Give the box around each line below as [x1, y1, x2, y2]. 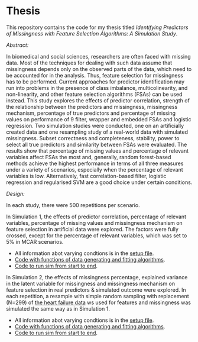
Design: [6, 190, 25, 197]
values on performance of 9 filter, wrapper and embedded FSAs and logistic [6, 115, 191, 122]
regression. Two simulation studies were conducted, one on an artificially [6, 122, 184, 129]
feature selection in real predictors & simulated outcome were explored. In [6, 286, 186, 293]
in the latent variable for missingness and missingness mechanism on [6, 280, 176, 287]
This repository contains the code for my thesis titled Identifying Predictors [6, 24, 189, 31]
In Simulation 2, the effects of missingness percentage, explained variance [6, 273, 188, 280]
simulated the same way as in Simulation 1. [6, 305, 111, 312]
